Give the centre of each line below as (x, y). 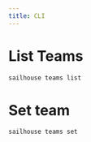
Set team (39, 110)
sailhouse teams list (45, 78)
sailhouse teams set (43, 132)
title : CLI (27, 16)
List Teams (46, 56)
